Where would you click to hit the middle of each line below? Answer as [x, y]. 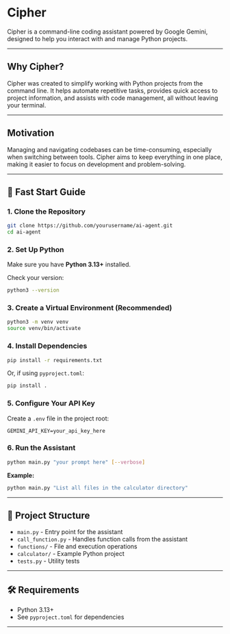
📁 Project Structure [49, 516]
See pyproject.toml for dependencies [71, 617]
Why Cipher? [36, 67]
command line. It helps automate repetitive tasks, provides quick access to [112, 90]
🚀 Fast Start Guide [46, 192]
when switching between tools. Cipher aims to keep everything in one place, [115, 157]
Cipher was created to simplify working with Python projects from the [105, 83]
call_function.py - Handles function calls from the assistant [102, 540]
